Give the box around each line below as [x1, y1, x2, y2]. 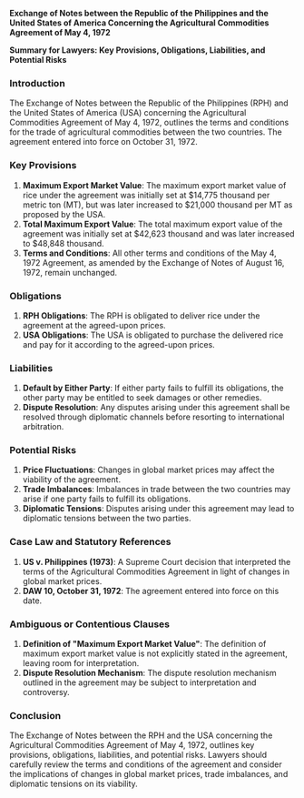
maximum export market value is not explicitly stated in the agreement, [22, 648, 288, 659]
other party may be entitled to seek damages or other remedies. [22, 392, 262, 403]
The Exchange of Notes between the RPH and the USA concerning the [9, 730, 273, 741]
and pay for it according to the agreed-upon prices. [22, 338, 215, 349]
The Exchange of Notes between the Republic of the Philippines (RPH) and [9, 97, 289, 108]
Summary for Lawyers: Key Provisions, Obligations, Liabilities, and [9, 45, 266, 56]
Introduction [9, 76, 65, 89]
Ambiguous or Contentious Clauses [9, 618, 171, 631]
